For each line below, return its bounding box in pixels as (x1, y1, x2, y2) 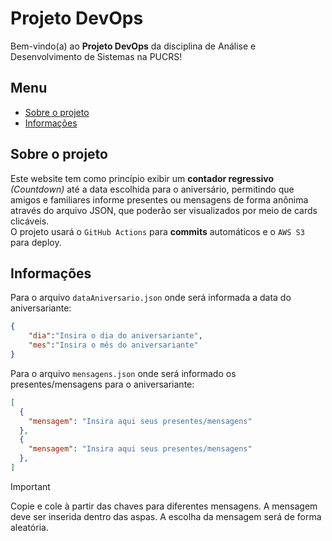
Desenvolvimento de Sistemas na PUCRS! (10, 50, 183, 62)
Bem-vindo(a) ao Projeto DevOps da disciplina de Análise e (10, 40, 257, 52)
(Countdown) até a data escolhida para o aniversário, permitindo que (10, 183, 295, 195)
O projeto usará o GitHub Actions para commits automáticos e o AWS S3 (10, 225, 305, 237)
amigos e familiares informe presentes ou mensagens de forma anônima (10, 193, 309, 206)
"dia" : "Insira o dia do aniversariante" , (28, 331, 203, 341)
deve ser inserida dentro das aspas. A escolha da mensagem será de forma (10, 510, 322, 522)
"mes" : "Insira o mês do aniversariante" (28, 340, 199, 351)
